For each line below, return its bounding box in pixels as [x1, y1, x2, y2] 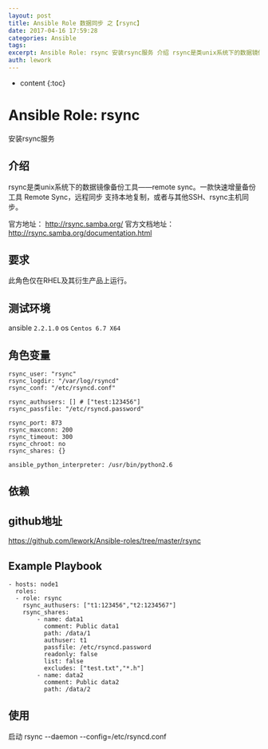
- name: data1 [37, 616, 84, 624]
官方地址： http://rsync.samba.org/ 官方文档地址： [8, 219, 175, 229]
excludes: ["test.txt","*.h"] [43, 664, 145, 672]
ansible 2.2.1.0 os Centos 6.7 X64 [8, 323, 121, 333]
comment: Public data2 [43, 679, 120, 687]
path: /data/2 [43, 685, 91, 694]
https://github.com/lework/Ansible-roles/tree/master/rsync [8, 536, 202, 546]
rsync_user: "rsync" [8, 370, 77, 378]
